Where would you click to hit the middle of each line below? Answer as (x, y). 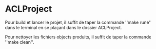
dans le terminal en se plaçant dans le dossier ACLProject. (64, 27)
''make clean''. (20, 42)
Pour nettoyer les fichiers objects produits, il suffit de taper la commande (78, 37)
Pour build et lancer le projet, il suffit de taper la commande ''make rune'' (78, 22)
